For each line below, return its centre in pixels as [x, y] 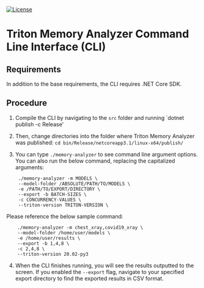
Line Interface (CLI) [56, 47]
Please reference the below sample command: [65, 216]
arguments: [30, 167]
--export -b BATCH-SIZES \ [52, 194]
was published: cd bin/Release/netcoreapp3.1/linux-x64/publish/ [99, 142]
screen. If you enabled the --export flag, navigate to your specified [100, 272]
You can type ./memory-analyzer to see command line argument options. [107, 154]
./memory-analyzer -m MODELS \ [58, 178]
